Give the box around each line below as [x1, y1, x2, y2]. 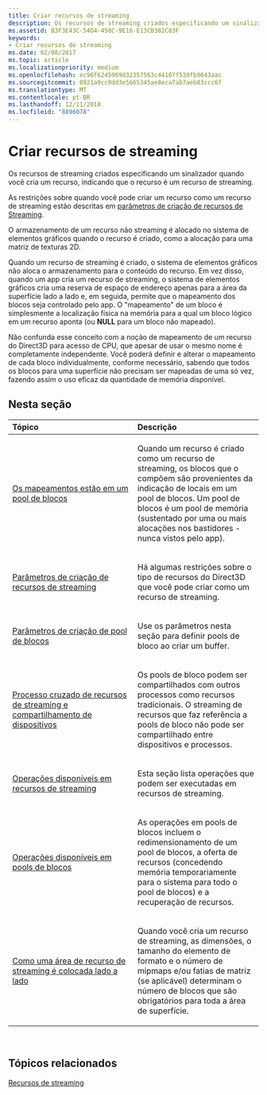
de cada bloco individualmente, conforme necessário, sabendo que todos [8, 357, 250, 367]
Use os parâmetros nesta [137, 620, 232, 631]
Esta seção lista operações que [137, 767, 254, 778]
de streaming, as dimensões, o [137, 935, 252, 946]
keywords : [8, 33, 41, 42]
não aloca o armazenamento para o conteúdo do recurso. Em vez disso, [8, 266, 244, 275]
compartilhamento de [12, 709, 93, 720]
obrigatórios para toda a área [137, 995, 246, 1006]
